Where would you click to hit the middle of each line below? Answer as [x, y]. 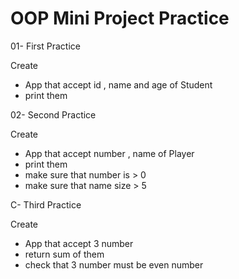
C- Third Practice [46, 204]
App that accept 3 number [79, 243]
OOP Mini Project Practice [120, 18]
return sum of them [64, 254]
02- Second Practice [53, 114]
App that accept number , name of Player [109, 153]
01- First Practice [45, 46]
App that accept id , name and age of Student [118, 84]
